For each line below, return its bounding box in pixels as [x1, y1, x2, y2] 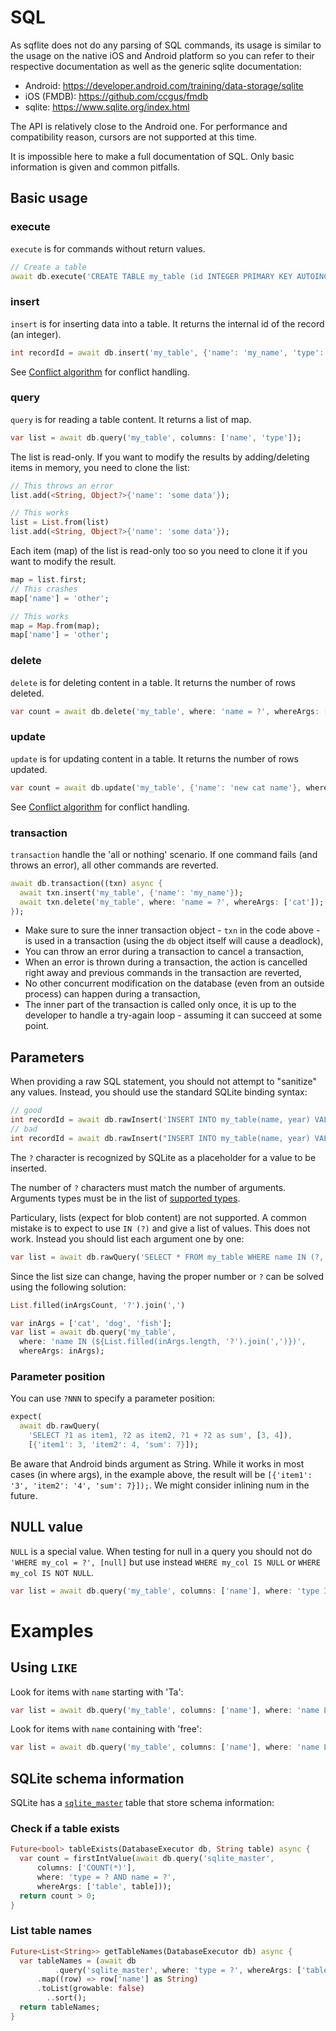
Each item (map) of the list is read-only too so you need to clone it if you [10, 545, 308, 557]
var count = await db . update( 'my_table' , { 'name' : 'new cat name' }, [10, 782, 302, 793]
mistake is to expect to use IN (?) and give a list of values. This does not [10, 1222, 311, 1234]
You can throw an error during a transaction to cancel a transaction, [24, 946, 305, 958]
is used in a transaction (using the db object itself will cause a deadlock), [24, 935, 324, 947]
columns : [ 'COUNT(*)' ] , [36, 1863, 137, 1873]
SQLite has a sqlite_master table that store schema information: [10, 1797, 275, 1809]
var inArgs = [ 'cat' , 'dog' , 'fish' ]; [10, 1318, 172, 1328]
